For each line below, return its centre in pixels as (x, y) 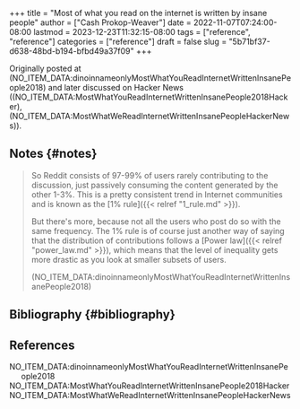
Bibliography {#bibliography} (93, 314)
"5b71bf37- (249, 41)
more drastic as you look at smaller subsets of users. (129, 259)
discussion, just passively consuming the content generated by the (154, 185)
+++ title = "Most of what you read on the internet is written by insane (138, 13)
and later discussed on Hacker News (116, 87)
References (42, 345)
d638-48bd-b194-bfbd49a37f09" (72, 51)
